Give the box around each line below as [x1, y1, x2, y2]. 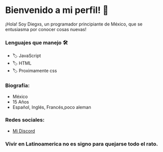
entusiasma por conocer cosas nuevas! [5, 26, 87, 32]
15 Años [12, 98, 29, 104]
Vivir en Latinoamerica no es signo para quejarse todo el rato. [5, 140, 158, 147]
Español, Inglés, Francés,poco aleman [12, 104, 91, 110]
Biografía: [5, 82, 30, 89]
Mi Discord [12, 127, 35, 134]
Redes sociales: [5, 116, 45, 123]
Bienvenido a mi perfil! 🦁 [5, 4, 109, 16]
